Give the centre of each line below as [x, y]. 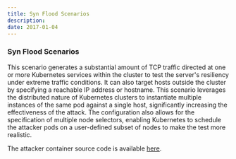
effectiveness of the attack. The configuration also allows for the [101, 112]
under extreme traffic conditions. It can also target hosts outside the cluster [117, 82]
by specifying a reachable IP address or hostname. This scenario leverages [117, 90]
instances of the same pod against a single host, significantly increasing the [117, 105]
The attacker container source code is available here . [85, 148]
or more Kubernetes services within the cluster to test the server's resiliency [118, 74]
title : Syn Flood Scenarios [49, 14]
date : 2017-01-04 [33, 27]
